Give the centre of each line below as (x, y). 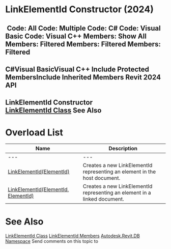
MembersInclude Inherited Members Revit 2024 (83, 77)
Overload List (34, 132)
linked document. (104, 199)
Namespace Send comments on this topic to (52, 241)
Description (123, 149)
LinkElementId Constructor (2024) (80, 9)
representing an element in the (119, 172)
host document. (102, 178)
